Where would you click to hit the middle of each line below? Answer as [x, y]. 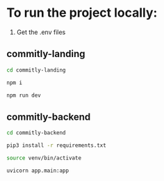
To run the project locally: [82, 13]
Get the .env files [41, 32]
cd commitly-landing [36, 70]
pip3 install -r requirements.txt [57, 145]
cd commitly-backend [36, 133]
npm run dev [24, 95]
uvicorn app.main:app [38, 171]
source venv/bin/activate [44, 158]
